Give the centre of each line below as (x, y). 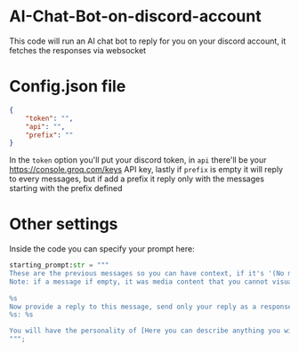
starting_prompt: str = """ (59, 265)
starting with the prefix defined (66, 188)
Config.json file (68, 87)
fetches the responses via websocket (78, 50)
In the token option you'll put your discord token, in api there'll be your (138, 160)
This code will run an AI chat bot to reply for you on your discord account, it (148, 41)
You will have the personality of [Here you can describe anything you (145, 331)
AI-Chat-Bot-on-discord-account (135, 16)
